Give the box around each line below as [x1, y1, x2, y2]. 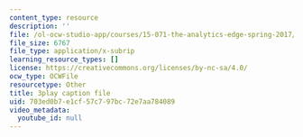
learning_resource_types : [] [9, 55, 119, 64]
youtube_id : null [17, 114, 83, 123]
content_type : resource [9, 13, 99, 23]
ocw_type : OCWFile [9, 72, 78, 81]
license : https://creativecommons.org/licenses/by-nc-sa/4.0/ [9, 64, 248, 73]
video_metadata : [9, 105, 70, 114]
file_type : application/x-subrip [9, 47, 135, 56]
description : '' [9, 22, 70, 31]
